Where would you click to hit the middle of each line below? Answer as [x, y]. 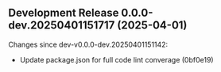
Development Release [64, 13]
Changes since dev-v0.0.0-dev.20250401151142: [88, 44]
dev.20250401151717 [62, 26]
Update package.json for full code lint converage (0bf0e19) [116, 59]
